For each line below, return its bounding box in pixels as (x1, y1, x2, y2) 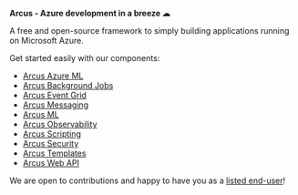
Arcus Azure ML (22, 70, 84, 81)
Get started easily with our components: (9, 53, 160, 63)
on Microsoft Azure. (9, 36, 84, 46)
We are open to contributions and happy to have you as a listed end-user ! (9, 175, 286, 186)
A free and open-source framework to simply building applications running (9, 26, 290, 36)
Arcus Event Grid (22, 90, 87, 100)
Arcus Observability (22, 118, 98, 129)
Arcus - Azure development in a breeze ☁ (9, 8, 171, 18)
